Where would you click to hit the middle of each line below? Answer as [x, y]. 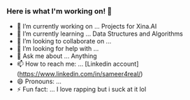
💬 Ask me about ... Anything [57, 56]
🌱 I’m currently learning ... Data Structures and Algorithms [100, 34]
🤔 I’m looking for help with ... [58, 49]
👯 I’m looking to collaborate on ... [64, 41]
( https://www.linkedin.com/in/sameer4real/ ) [80, 74]
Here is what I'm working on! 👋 [59, 11]
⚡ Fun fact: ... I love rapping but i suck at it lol [81, 90]
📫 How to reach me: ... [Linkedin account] [78, 64]
